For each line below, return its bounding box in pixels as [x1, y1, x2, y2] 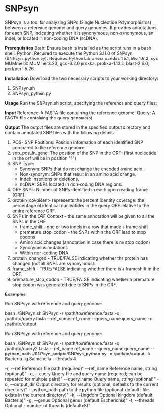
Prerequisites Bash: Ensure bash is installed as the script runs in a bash [5, 45, 152, 51]
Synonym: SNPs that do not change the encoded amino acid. [19, 166, 144, 172]
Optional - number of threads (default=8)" [5, 402, 91, 408]
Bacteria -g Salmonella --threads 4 [5, 355, 76, 362]
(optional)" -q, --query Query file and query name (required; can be [5, 370, 143, 377]
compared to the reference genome [12, 144, 85, 150]
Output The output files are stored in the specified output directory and [5, 124, 151, 130]
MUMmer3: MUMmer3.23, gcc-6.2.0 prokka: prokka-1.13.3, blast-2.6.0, [5, 60, 150, 66]
